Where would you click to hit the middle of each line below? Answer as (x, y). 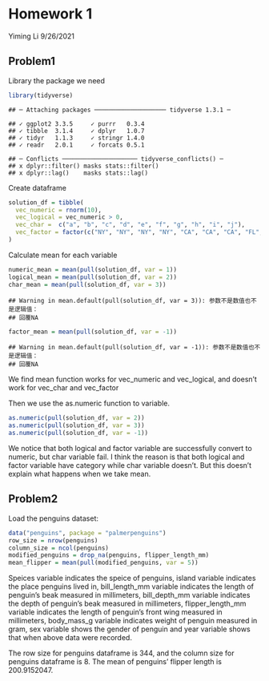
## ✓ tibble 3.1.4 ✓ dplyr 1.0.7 (77, 131)
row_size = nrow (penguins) (53, 540)
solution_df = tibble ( (46, 202)
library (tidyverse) (41, 95)
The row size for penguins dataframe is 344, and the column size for (121, 653)
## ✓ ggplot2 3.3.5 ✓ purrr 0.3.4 (77, 124)
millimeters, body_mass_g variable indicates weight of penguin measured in (133, 621)
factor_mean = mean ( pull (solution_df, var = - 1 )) (93, 332)
